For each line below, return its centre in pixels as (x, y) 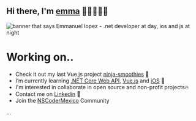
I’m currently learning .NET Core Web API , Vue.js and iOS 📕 (90, 81)
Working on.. (40, 57)
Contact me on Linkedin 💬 (48, 94)
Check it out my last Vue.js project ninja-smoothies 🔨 (82, 74)
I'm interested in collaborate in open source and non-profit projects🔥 (102, 87)
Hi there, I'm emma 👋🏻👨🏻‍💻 (57, 11)
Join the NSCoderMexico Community (62, 100)
